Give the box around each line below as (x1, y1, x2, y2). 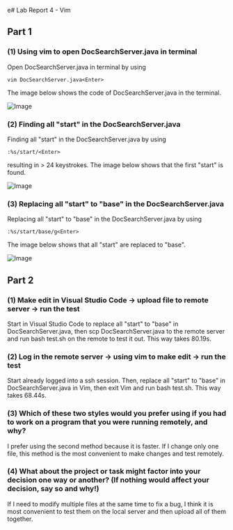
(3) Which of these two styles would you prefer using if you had (7, 409, 227, 419)
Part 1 (7, 26, 33, 38)
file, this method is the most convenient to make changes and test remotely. (7, 449, 225, 458)
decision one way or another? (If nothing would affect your (7, 475, 210, 485)
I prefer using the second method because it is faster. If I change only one (7, 442, 219, 450)
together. (7, 515, 33, 523)
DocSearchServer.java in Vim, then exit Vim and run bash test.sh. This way (7, 384, 221, 392)
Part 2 (7, 274, 34, 286)
